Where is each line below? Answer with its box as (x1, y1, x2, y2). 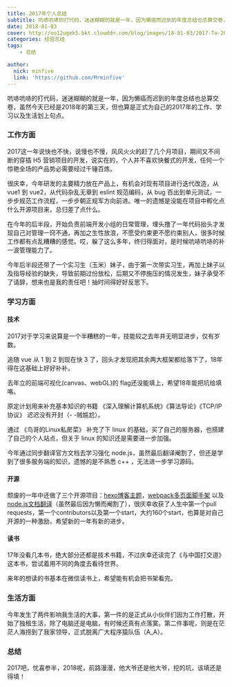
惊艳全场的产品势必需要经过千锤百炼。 (7, 164, 116, 173)
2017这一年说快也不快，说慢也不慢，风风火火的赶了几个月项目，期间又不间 (7, 147, 220, 156)
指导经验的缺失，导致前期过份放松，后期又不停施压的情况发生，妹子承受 (12, 269, 219, 277)
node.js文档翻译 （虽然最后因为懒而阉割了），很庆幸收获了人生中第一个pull (7, 500, 217, 509)
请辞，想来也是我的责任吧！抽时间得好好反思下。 (12, 277, 153, 286)
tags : (7, 42, 23, 49)
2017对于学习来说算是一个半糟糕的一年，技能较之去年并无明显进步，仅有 (7, 331, 214, 340)
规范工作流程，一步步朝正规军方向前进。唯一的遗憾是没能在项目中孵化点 (19, 196, 225, 205)
